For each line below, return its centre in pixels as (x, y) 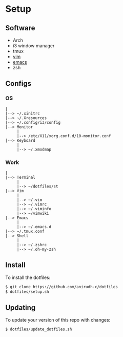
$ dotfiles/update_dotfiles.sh (39, 329)
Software (20, 28)
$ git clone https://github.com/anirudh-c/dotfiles (61, 287)
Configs (18, 83)
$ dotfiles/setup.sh (27, 292)
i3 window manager (34, 46)
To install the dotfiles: (28, 277)
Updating (20, 307)
